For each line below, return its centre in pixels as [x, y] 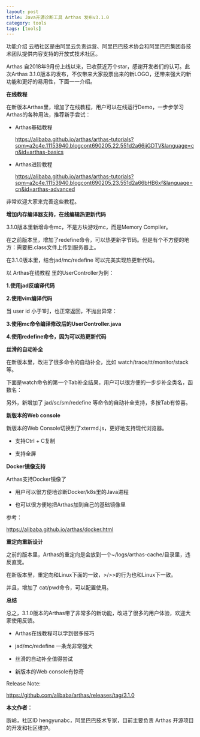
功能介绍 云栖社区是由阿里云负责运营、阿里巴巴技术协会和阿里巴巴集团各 [96, 46]
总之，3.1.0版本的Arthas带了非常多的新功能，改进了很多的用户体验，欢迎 [96, 613]
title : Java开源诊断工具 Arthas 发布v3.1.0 [58, 17]
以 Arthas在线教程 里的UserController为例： [60, 273]
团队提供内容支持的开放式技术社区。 [56, 54]
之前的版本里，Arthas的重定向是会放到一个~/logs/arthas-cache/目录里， [96, 555]
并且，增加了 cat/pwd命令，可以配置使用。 [59, 588]
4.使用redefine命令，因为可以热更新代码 [56, 337]
